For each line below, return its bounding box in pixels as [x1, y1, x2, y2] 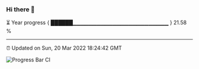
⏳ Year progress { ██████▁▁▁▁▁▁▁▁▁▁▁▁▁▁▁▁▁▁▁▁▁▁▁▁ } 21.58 [6, 19, 187, 26]
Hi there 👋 [6, 5, 36, 14]
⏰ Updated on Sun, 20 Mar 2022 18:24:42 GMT [6, 44, 123, 52]
